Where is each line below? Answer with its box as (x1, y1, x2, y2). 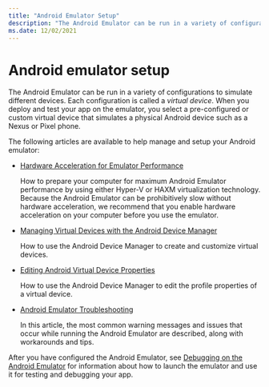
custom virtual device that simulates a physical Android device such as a (8, 113, 248, 122)
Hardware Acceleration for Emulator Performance (19, 161, 184, 170)
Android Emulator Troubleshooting (19, 305, 134, 314)
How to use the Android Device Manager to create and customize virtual (19, 241, 259, 251)
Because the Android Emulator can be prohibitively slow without (19, 193, 231, 203)
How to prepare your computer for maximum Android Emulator (19, 177, 227, 186)
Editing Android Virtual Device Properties (19, 265, 155, 275)
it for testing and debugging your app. (8, 369, 134, 380)
